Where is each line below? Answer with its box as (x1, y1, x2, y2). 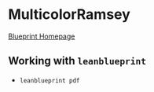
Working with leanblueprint (8, 54, 147, 68)
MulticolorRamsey (8, 6, 131, 24)
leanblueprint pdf (19, 76, 80, 84)
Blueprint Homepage (8, 31, 75, 41)
